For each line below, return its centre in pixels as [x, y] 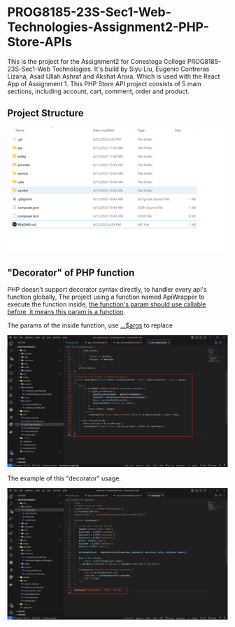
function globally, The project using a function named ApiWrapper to [106, 297]
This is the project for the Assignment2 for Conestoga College [97, 61]
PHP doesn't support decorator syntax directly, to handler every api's [107, 289]
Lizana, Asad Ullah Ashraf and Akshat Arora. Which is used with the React [114, 76]
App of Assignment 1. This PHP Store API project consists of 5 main [104, 83]
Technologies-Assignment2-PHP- [108, 27]
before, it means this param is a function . [66, 311]
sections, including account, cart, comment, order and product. [99, 91]
